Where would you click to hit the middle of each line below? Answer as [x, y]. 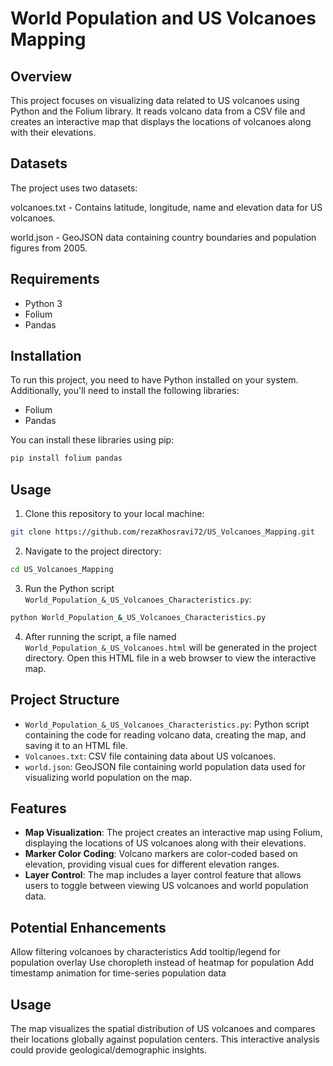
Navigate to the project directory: [93, 551]
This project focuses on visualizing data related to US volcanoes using [155, 100]
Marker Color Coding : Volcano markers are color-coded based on [161, 854]
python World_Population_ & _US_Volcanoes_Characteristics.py [138, 617]
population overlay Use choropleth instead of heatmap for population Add [162, 963]
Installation [46, 356]
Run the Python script [69, 588]
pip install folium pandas [66, 458]
